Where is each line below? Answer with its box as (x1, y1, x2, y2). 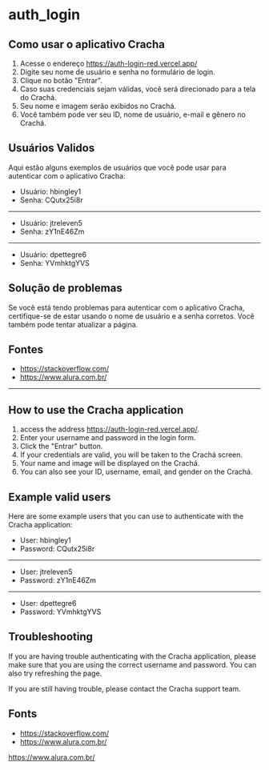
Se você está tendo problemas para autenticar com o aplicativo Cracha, (8, 303, 245, 312)
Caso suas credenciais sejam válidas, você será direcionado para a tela (19, 84, 256, 94)
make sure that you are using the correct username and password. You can (8, 660, 257, 669)
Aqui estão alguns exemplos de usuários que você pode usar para (8, 162, 227, 172)
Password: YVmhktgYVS (19, 607, 102, 617)
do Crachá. (19, 93, 58, 102)
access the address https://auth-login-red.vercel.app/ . (19, 424, 200, 434)
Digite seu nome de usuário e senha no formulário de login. (19, 67, 216, 77)
